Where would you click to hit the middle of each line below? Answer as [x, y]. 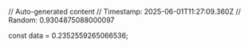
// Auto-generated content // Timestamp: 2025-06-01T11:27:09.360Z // [125, 12]
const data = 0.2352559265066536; [69, 36]
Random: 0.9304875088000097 [61, 20]
